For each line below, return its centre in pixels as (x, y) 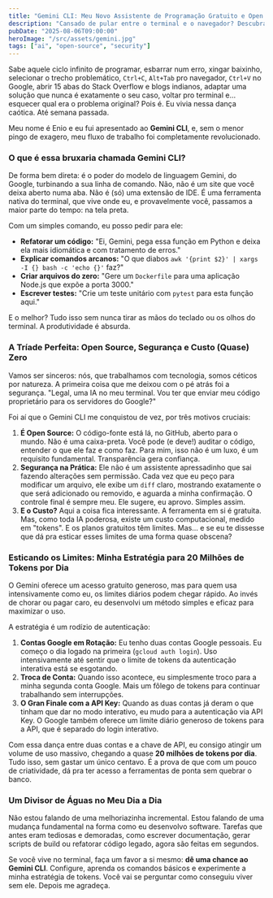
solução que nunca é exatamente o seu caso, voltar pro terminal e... (122, 95)
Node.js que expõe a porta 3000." (77, 284)
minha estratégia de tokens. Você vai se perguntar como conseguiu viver (131, 877)
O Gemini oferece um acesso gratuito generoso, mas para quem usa (123, 585)
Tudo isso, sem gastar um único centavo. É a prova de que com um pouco (133, 762)
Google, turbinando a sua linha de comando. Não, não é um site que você (131, 184)
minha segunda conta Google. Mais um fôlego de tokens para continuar (140, 686)
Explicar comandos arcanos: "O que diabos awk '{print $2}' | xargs (139, 259)
